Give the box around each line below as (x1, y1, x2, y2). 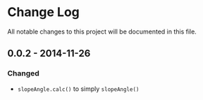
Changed (7, 69, 40, 78)
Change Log (7, 4, 80, 20)
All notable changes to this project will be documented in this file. (7, 27, 197, 36)
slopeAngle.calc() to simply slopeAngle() (17, 85, 140, 93)
